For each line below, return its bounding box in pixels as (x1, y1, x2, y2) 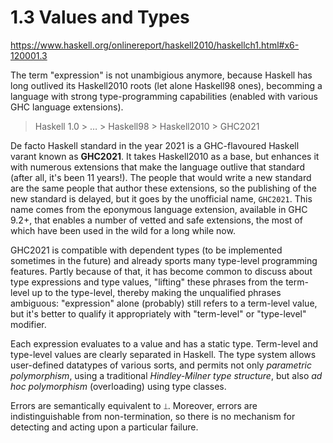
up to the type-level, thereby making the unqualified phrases (31, 286, 282, 298)
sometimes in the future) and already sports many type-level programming (10, 254, 318, 266)
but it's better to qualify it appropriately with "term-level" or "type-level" (10, 307, 307, 320)
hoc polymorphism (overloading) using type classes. (10, 380, 227, 392)
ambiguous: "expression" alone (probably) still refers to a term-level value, (10, 297, 318, 309)
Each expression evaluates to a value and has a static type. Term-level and (10, 337, 319, 350)
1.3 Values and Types (10, 6, 190, 29)
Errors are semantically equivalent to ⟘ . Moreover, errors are (10, 399, 258, 411)
